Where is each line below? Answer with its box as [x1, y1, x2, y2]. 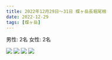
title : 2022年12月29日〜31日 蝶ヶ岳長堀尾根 [6, 8, 107, 15]
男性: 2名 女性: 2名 [6, 36, 51, 43]
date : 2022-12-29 [6, 14, 49, 20]
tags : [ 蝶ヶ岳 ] [6, 19, 41, 25]
